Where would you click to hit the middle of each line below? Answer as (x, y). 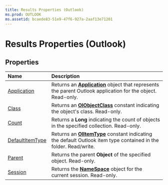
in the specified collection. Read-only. (96, 126)
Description (65, 76)
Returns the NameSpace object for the (97, 169)
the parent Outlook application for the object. (104, 91)
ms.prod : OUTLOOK (23, 14)
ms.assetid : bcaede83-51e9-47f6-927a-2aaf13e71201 (59, 19)
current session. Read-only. (84, 175)
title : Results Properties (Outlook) (44, 10)
